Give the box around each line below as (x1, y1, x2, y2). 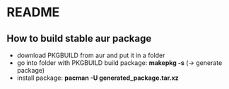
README (6, 4, 60, 20)
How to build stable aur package (6, 32, 152, 44)
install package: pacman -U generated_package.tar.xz (16, 73, 180, 82)
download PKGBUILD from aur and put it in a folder (16, 51, 165, 59)
